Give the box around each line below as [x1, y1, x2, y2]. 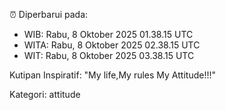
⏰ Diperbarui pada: [9, 9, 89, 20]
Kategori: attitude [9, 89, 81, 100]
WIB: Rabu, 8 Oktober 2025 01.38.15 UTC [23, 29, 194, 40]
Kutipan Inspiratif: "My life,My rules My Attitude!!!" [9, 69, 216, 81]
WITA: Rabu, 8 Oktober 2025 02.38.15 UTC [23, 39, 201, 51]
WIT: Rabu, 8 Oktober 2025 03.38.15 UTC [23, 50, 195, 61]
